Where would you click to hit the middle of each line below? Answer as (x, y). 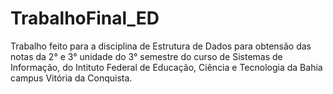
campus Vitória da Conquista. (71, 78)
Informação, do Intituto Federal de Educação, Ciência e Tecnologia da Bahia (166, 67)
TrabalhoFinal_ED (85, 18)
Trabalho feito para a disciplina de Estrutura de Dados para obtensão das (161, 46)
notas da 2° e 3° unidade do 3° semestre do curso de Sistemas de (146, 56)
